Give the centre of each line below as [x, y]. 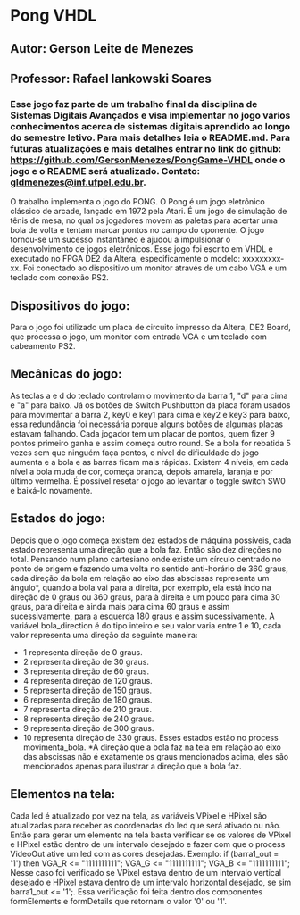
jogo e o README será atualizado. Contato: [105, 171]
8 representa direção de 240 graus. [88, 719]
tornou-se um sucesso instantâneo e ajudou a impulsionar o [121, 240]
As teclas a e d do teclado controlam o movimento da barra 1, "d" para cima [149, 395]
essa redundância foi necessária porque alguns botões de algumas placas [147, 424]
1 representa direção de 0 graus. [83, 652]
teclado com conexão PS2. [60, 278]
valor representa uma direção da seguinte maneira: [104, 635]
